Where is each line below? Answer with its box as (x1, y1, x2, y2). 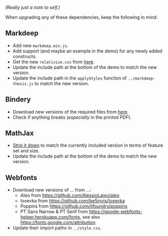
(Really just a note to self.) (5, 5, 60, 10)
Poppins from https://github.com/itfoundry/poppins (20, 203, 128, 209)
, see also (79, 214, 100, 220)
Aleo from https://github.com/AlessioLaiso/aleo (20, 192, 120, 198)
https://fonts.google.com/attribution (20, 219, 96, 226)
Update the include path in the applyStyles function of (12, 75, 127, 81)
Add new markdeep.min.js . (12, 42, 69, 48)
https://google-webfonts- (89, 208, 143, 215)
